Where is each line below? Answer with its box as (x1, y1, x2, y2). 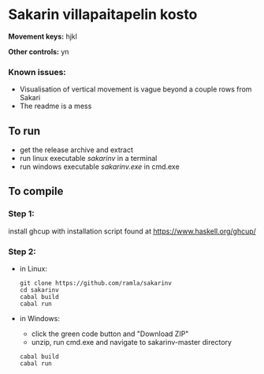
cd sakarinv (19, 286, 59, 294)
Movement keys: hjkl (8, 32, 77, 41)
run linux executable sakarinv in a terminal (19, 154, 158, 163)
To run (8, 124, 41, 137)
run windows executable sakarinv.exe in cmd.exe (19, 162, 180, 171)
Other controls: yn (8, 47, 69, 56)
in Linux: (19, 264, 47, 274)
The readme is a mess (19, 101, 92, 111)
